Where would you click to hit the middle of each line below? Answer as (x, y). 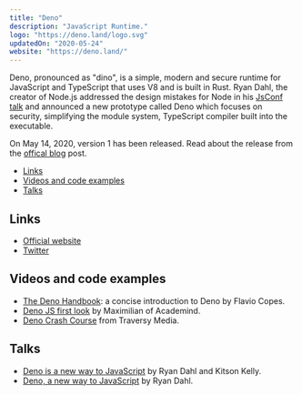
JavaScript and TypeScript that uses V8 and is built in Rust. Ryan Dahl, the (149, 87)
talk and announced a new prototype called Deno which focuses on (136, 106)
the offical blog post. (48, 153)
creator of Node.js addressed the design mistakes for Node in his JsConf (146, 97)
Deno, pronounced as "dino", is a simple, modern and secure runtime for (146, 77)
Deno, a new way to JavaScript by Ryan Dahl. (108, 380)
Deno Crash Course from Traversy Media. (101, 320)
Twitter (36, 250)
